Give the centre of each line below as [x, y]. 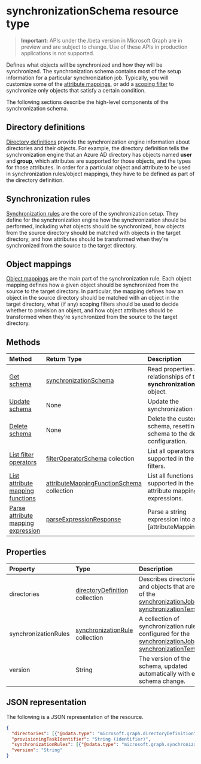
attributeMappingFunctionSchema [94, 484]
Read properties [170, 369]
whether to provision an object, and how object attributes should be [90, 311]
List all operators [171, 451]
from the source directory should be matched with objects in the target [94, 232]
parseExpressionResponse [83, 520]
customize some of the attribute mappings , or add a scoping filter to [90, 84]
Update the [163, 402]
